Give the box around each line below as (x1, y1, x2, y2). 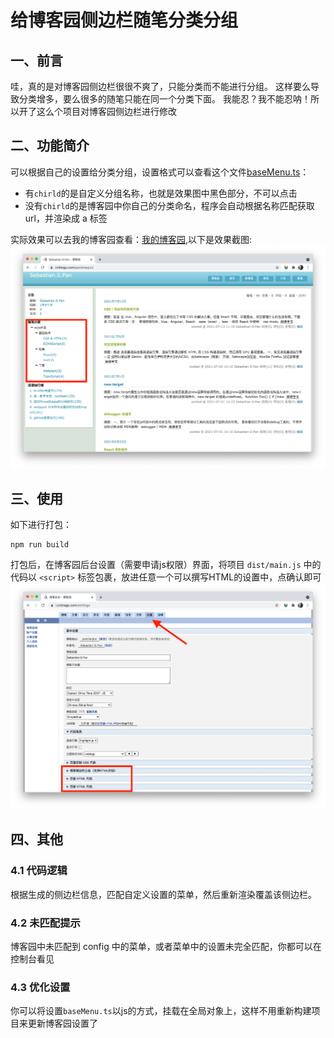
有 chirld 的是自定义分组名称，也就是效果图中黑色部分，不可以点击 (24, 187, 298, 199)
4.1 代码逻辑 (10, 864, 68, 878)
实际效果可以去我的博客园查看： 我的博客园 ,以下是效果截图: (10, 233, 253, 245)
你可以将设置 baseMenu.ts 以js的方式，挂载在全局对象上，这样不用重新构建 (10, 1005, 312, 1017)
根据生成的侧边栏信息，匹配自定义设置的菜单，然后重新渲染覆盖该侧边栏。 (10, 888, 317, 900)
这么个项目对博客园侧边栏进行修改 (36, 106, 177, 117)
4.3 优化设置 (10, 980, 71, 994)
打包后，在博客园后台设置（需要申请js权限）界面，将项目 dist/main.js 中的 (10, 559, 322, 571)
